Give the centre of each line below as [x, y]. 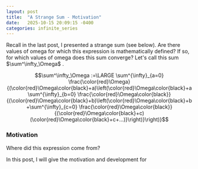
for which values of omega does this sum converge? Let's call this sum [92, 58]
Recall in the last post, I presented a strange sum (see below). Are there [93, 45]
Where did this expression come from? [53, 148]
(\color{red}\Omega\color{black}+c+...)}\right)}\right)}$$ [99, 120]
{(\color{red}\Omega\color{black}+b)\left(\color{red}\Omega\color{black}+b [99, 101]
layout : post [22, 12]
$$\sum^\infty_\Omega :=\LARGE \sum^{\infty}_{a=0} [99, 75]
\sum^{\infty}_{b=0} [52, 94]
